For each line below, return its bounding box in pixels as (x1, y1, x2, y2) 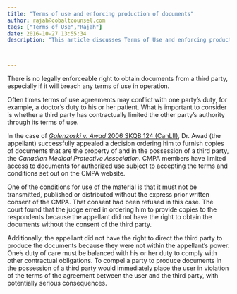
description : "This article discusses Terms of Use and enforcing (7, 37, 207, 44)
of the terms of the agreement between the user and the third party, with (7, 271, 219, 280)
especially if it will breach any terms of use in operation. (7, 82, 170, 90)
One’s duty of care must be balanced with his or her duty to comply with (7, 249, 217, 257)
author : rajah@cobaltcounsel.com (7, 17, 106, 24)
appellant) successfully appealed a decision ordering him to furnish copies (7, 139, 224, 148)
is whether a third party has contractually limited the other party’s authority (7, 111, 226, 119)
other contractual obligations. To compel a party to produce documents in (7, 257, 222, 265)
